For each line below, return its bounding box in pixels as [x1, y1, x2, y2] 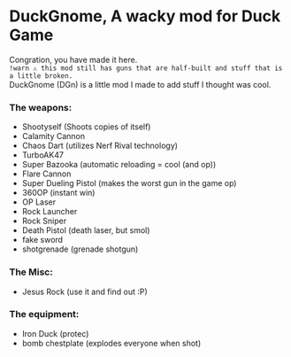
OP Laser [21, 197, 56, 207]
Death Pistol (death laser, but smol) [21, 225, 150, 236]
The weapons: [9, 101, 73, 113]
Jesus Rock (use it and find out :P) [21, 286, 148, 297]
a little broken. [9, 71, 73, 81]
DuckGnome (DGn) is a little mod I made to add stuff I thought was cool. [9, 79, 272, 89]
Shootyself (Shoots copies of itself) [21, 121, 151, 132]
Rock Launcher [21, 206, 78, 217]
